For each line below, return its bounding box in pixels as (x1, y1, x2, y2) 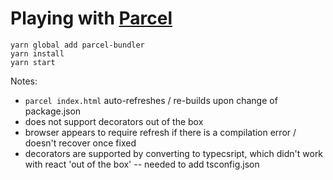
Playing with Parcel (10, 7, 173, 30)
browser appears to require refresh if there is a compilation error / (24, 126, 297, 138)
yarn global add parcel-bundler (10, 40, 145, 50)
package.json (24, 105, 82, 117)
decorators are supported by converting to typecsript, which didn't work (24, 147, 324, 159)
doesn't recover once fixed (24, 137, 137, 149)
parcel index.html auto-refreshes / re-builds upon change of (24, 94, 278, 106)
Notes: (10, 75, 38, 87)
